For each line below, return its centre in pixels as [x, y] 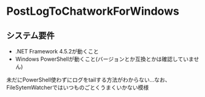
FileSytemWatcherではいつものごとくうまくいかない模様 [78, 87]
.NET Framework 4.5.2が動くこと [57, 51]
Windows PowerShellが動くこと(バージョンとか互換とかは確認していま [105, 59]
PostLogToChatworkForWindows [93, 11]
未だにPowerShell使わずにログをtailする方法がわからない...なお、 [88, 80]
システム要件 [31, 35]
